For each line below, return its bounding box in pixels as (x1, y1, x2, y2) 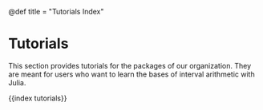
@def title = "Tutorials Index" (8, 7, 104, 16)
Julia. (8, 77, 26, 87)
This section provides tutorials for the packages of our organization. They (8, 61, 252, 70)
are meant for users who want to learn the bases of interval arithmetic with (8, 69, 255, 79)
